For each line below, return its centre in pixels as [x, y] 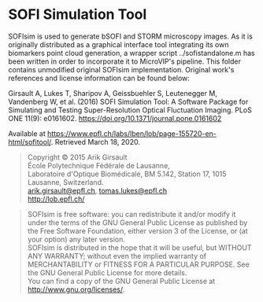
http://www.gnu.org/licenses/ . [76, 289]
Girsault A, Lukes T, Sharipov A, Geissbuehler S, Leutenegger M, [113, 93]
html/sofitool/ [30, 142]
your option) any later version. [76, 239]
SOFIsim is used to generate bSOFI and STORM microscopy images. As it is [131, 36]
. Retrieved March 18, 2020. [95, 142]
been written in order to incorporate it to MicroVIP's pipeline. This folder [125, 61]
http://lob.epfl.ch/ [56, 199]
